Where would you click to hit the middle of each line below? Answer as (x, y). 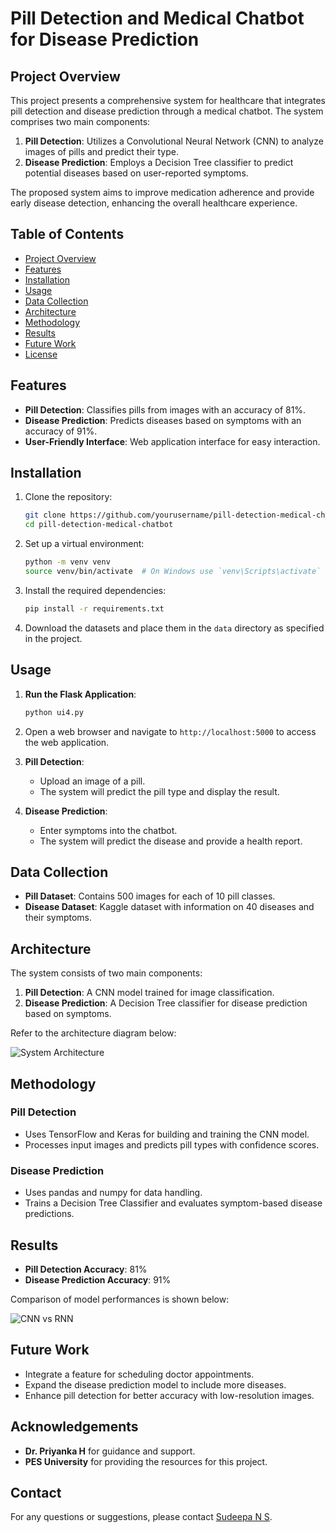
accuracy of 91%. (61, 431)
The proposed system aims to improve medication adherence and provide (162, 192)
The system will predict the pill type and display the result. (159, 791)
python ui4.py (54, 712)
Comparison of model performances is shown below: (120, 1299)
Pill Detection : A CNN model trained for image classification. (149, 993)
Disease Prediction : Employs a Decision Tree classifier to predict (159, 162)
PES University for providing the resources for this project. (146, 1461)
